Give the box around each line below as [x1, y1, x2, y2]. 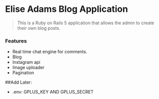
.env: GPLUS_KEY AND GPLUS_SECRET [12, 89, 94, 95]
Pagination [12, 70, 35, 76]
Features [5, 37, 27, 44]
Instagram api [12, 59, 40, 65]
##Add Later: [5, 79, 32, 85]
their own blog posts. [17, 25, 61, 31]
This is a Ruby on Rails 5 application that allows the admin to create [17, 20, 155, 26]
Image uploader [12, 64, 45, 70]
